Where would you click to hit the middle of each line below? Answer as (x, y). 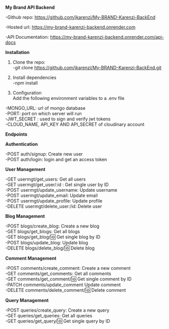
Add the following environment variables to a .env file (68, 98)
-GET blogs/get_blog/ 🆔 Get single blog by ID (53, 237)
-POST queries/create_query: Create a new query (57, 310)
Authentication (22, 144)
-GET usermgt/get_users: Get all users (46, 179)
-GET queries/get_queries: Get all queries (49, 315)
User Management (25, 169)
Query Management (27, 300)
